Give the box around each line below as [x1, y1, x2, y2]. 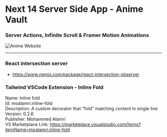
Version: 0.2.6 [5, 111, 34, 117]
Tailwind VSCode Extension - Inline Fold [5, 83, 103, 90]
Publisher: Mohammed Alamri [5, 116, 66, 122]
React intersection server [5, 60, 68, 67]
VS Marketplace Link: [5, 122, 49, 128]
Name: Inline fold [5, 95, 40, 101]
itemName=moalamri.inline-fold [5, 127, 70, 133]
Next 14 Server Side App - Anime [5, 3, 144, 15]
